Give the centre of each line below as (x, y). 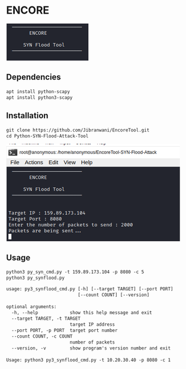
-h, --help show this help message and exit (82, 313)
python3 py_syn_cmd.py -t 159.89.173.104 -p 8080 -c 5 (75, 272)
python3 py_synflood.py (36, 278)
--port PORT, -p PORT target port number (65, 331)
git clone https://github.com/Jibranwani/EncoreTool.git (78, 130)
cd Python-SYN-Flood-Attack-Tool (47, 136)
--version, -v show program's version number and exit (91, 348)
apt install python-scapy (38, 92)
